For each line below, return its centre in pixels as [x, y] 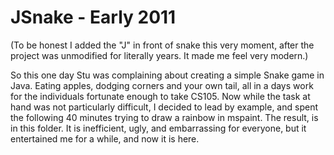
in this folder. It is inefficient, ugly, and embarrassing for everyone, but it [158, 128]
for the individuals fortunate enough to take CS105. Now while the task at [160, 96]
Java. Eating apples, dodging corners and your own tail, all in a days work [162, 85]
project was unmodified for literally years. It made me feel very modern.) [159, 55]
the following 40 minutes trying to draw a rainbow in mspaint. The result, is [164, 117]
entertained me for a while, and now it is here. [105, 138]
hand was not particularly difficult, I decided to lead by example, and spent [164, 107]
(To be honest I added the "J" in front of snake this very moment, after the [162, 45]
